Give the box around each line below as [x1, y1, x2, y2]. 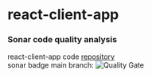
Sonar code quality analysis [7, 34, 117, 45]
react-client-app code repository [7, 52, 115, 61]
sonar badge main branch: [7, 60, 94, 70]
